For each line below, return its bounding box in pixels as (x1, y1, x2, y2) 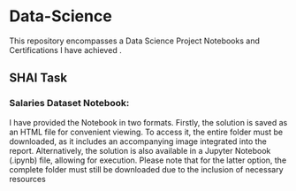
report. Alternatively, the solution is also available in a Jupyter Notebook (9, 145, 271, 156)
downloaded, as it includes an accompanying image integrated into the (9, 135, 268, 147)
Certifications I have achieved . (9, 44, 122, 55)
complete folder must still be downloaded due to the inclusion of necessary (9, 164, 284, 174)
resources (9, 173, 46, 184)
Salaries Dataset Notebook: (9, 97, 130, 110)
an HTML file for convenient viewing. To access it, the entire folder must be (9, 126, 284, 137)
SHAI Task (9, 71, 68, 86)
